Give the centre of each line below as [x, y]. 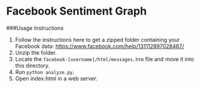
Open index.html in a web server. [56, 78]
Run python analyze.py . [45, 72]
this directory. [32, 66]
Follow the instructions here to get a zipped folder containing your [97, 39]
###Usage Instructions [35, 28]
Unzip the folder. [36, 52]
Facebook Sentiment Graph [77, 11]
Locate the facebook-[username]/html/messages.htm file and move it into [105, 59]
